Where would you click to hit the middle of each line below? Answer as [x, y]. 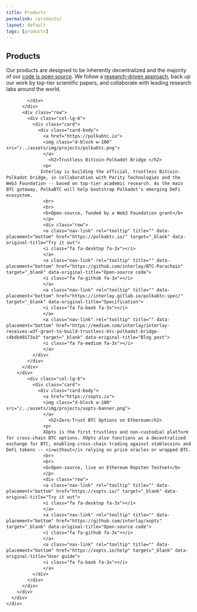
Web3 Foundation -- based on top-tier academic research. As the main [95, 183]
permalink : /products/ [34, 19]
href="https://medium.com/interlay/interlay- [113, 326]
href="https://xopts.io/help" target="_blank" [114, 550]
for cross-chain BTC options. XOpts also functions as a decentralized [96, 438]
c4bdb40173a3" [24, 337]
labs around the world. [33, 89]
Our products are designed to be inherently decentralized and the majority [96, 70]
